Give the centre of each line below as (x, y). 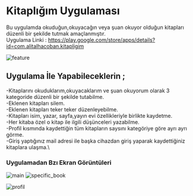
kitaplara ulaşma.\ (28, 147)
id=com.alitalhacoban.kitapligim (45, 46)
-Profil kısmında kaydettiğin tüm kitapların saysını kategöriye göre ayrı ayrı (96, 128)
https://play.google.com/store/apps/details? (102, 40)
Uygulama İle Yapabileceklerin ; (66, 76)
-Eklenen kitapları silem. (36, 103)
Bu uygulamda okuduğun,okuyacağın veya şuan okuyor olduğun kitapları (95, 27)
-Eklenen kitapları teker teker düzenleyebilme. (62, 109)
